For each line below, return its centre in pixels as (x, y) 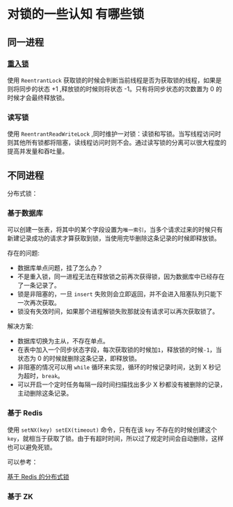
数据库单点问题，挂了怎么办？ (60, 268)
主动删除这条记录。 (45, 393)
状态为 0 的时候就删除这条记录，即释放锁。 (79, 359)
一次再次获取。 (39, 303)
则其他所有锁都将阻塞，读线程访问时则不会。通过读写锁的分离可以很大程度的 (117, 143)
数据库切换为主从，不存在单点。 (63, 341)
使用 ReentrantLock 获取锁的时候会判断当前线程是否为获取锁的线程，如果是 (114, 80)
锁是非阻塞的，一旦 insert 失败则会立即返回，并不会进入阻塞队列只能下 (120, 294)
